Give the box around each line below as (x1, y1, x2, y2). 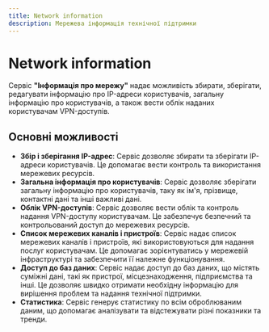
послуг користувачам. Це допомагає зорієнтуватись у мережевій (19, 246, 249, 255)
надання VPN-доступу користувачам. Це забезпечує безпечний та (19, 212, 251, 221)
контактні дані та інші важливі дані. (19, 195, 142, 204)
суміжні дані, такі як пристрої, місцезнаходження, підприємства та (19, 271, 253, 281)
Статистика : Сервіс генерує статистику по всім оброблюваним (19, 297, 242, 307)
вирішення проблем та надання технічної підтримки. (19, 288, 202, 299)
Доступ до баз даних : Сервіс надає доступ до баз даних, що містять (19, 263, 260, 273)
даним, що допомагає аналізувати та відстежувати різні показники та (19, 306, 262, 316)
